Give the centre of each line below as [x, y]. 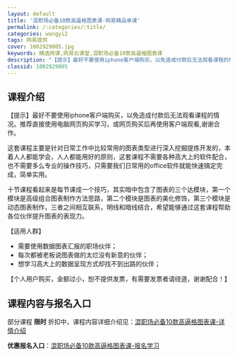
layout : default [31, 14]
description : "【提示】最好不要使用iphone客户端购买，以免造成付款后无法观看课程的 [118, 60]
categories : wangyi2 [38, 34]
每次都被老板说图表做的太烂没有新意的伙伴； [83, 255]
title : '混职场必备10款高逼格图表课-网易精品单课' [74, 21]
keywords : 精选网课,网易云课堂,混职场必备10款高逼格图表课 [85, 54]
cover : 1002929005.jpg [41, 47]
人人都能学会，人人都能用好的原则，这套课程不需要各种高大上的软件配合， [122, 157]
